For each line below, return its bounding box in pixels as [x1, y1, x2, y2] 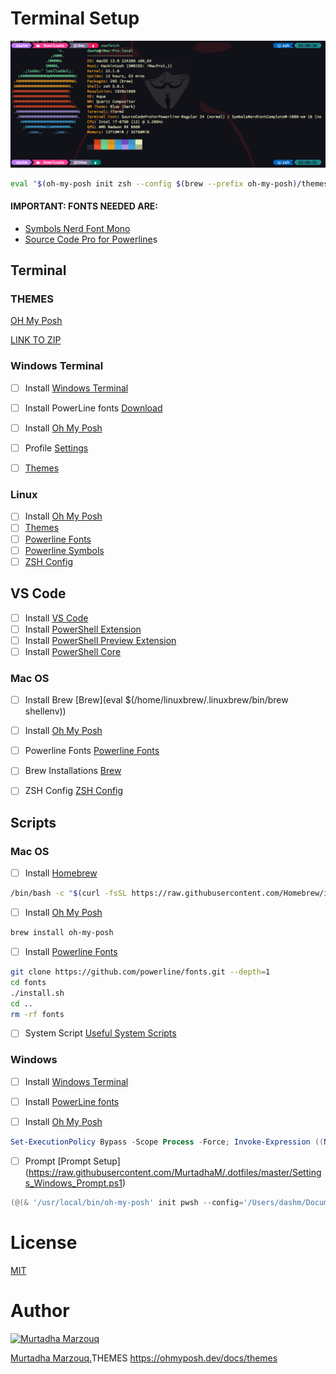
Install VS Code [24, 612, 89, 624]
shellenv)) [24, 705, 67, 717]
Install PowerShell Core [24, 645, 122, 657]
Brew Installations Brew [24, 765, 122, 777]
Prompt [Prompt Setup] [24, 1155, 121, 1167]
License [10, 1231, 78, 1254]
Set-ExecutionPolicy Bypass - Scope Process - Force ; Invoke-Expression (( [10, 1137, 325, 1147]
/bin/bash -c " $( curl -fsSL [10, 888, 128, 899]
